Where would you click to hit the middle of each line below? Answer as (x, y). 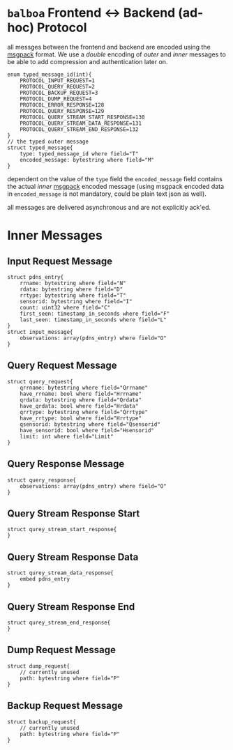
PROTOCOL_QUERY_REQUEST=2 (58, 86)
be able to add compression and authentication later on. (88, 61)
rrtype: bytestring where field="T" (73, 295)
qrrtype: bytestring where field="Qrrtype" (84, 412)
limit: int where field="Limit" (67, 436)
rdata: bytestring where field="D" (72, 289)
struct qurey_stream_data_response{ (60, 573)
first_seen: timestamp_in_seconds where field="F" (95, 314)
